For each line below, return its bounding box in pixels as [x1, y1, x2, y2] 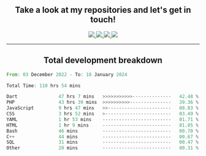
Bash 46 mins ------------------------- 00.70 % [6, 128, 199, 134]
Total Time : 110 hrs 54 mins [6, 82, 81, 88]
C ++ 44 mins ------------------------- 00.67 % [6, 133, 199, 140]
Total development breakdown [44, 55, 162, 66]
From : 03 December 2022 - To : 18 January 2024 [6, 71, 128, 77]
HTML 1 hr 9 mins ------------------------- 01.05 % [6, 122, 199, 128]
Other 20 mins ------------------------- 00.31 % [6, 145, 199, 151]
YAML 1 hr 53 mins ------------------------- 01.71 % [6, 116, 199, 122]
